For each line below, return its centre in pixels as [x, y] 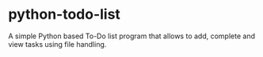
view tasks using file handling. [57, 44]
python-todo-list [65, 14]
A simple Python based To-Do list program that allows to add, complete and [132, 36]
